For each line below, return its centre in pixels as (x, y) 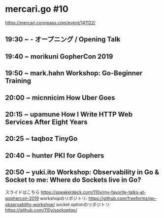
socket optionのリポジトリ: (83, 205)
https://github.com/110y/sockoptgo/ (41, 210)
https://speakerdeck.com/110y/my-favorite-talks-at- (93, 192)
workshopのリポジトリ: (64, 198)
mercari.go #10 (37, 9)
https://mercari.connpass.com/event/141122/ (50, 23)
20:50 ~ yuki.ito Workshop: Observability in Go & (82, 172)
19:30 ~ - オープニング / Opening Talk (63, 40)
